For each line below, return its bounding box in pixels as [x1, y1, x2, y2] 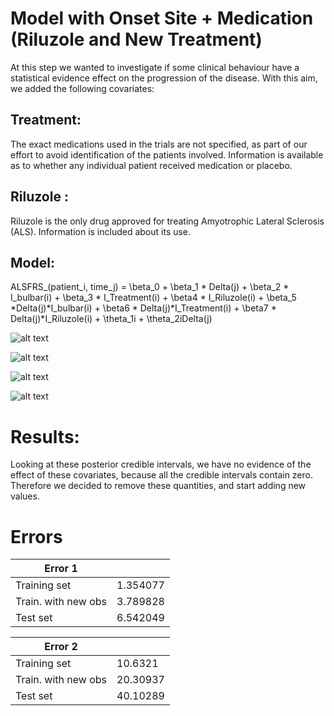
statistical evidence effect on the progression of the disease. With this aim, [10, 72, 318, 84]
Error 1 [44, 562, 78, 576]
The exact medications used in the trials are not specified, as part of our [10, 138, 308, 150]
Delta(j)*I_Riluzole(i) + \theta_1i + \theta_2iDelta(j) [10, 313, 213, 325]
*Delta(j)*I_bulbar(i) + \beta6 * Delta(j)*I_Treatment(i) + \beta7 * [10, 302, 277, 314]
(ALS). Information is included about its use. [10, 225, 192, 237]
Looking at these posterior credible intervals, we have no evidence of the [10, 458, 312, 471]
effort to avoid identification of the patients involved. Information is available [10, 148, 324, 161]
